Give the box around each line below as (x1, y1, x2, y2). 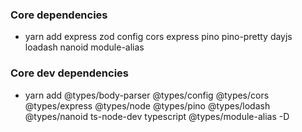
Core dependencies (10, 8, 108, 22)
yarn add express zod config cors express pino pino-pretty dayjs (24, 31, 293, 43)
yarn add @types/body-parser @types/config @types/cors (24, 89, 270, 101)
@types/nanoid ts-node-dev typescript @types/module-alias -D (24, 110, 290, 122)
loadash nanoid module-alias (24, 41, 145, 53)
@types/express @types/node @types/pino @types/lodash (24, 99, 271, 112)
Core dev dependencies (10, 66, 129, 80)
